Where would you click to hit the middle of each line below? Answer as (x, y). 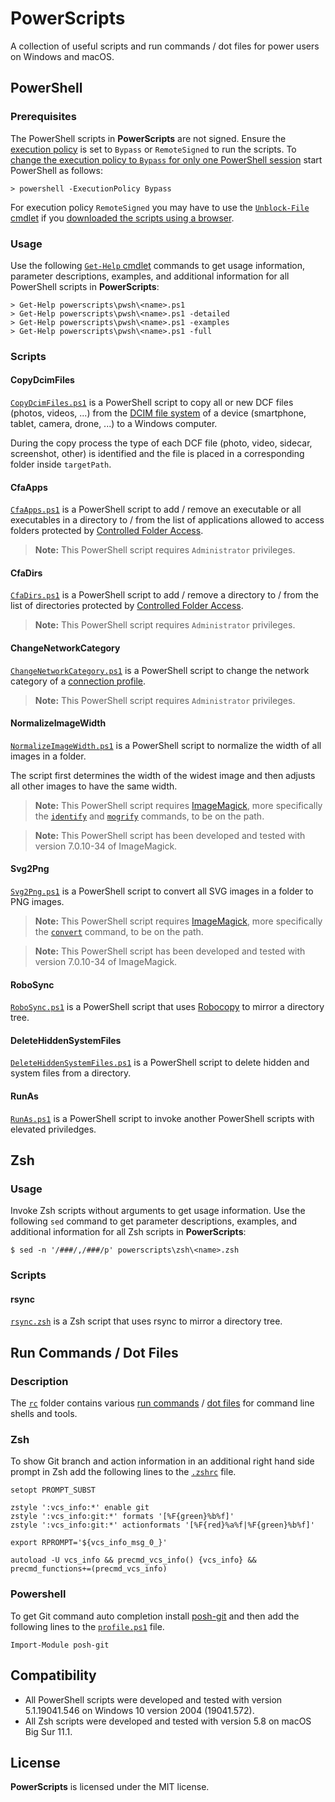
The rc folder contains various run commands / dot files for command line (162, 1403)
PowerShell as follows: (56, 170)
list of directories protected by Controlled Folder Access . (127, 606)
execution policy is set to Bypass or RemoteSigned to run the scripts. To (153, 149)
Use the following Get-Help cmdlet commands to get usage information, (158, 265)
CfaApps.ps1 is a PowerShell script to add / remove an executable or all (156, 509)
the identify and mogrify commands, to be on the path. (149, 816)
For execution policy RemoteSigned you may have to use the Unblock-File (160, 207)
